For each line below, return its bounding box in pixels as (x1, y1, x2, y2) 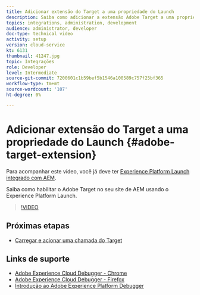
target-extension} (6, 148, 97, 162)
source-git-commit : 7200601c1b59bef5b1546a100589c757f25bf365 (6, 75, 164, 81)
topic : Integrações (6, 58, 55, 64)
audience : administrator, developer (6, 25, 97, 32)
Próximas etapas (6, 221, 70, 231)
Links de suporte (6, 254, 70, 264)
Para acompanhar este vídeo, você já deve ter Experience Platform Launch (6, 167, 190, 175)
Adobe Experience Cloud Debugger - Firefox (14, 276, 125, 283)
